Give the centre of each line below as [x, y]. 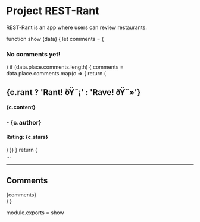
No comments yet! [33, 54]
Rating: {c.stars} [27, 137]
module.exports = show [35, 213]
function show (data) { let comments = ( [55, 39]
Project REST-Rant [53, 11]
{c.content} [21, 107]
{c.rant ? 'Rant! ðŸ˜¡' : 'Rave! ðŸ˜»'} [74, 92]
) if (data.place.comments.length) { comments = [65, 67]
